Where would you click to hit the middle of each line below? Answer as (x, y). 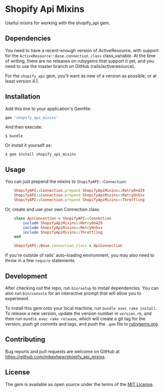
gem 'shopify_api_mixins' (32, 117)
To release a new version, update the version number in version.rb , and (79, 313)
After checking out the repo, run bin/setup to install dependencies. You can (82, 288)
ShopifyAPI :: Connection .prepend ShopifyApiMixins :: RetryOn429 (79, 191)
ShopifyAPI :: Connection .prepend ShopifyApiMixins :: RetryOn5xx (79, 195)
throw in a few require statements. (41, 261)
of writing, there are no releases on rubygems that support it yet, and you (80, 61)
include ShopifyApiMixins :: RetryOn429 (63, 223)
